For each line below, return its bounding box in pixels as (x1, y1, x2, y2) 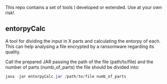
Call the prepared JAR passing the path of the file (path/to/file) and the (5, 59, 154, 65)
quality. (5, 48, 21, 55)
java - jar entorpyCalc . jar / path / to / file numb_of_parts (5, 74, 126, 79)
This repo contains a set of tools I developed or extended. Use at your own (5, 5, 162, 10)
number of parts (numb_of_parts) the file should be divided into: (5, 64, 140, 70)
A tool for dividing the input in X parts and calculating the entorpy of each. (5, 38, 161, 44)
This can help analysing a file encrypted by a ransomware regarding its (5, 43, 154, 49)
